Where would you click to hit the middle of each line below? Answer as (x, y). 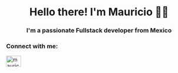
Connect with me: (32, 47)
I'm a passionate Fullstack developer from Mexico (99, 31)
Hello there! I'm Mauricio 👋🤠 (99, 12)
